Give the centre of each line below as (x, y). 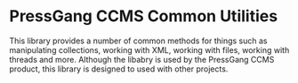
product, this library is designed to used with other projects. (119, 69)
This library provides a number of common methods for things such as (138, 41)
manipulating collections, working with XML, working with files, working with (149, 49)
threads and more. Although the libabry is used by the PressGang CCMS (142, 59)
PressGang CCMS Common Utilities (144, 16)
